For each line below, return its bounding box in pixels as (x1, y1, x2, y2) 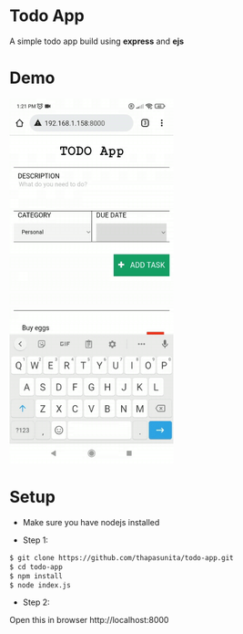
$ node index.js (9, 580, 71, 589)
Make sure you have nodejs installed (22, 516, 160, 527)
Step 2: (22, 597, 50, 608)
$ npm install (9, 571, 64, 580)
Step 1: (22, 535, 48, 546)
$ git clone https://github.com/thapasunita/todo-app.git (9, 553, 234, 562)
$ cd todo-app (9, 562, 64, 571)
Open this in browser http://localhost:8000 (9, 614, 169, 625)
